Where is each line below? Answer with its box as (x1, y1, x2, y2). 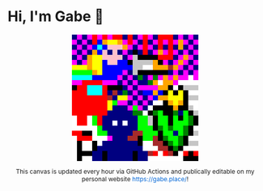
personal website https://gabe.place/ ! (81, 174, 189, 183)
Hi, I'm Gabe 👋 (7, 7, 104, 26)
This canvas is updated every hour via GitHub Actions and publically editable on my (15, 167, 255, 176)
